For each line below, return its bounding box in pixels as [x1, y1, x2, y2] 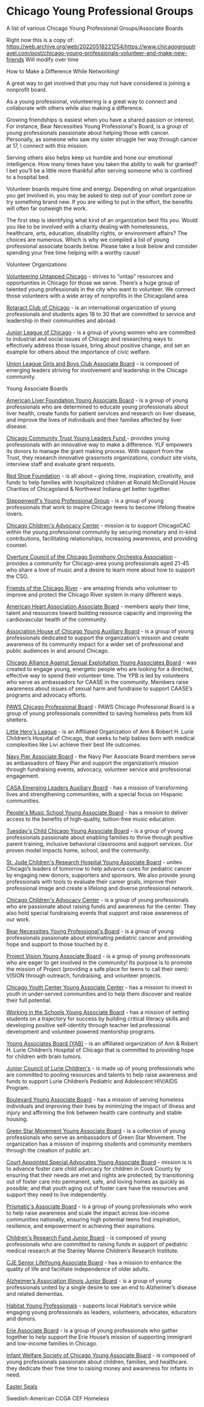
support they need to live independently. [6, 1191, 108, 1198]
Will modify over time [25, 56, 79, 63]
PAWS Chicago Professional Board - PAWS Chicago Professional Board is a [6, 703, 195, 710]
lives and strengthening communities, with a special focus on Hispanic [6, 790, 183, 798]
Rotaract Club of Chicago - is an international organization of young [6, 304, 177, 311]
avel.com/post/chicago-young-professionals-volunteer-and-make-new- [6, 49, 188, 56]
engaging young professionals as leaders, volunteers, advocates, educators [6, 1308, 197, 1315]
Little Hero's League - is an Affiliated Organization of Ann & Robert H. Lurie [6, 728, 194, 735]
